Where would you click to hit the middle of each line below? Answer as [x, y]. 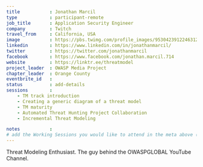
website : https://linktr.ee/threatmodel [70, 62]
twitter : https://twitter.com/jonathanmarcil [77, 51]
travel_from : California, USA [51, 34]
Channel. [18, 158]
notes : [29, 129]
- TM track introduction [48, 96]
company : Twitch [39, 29]
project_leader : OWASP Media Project [56, 68]
